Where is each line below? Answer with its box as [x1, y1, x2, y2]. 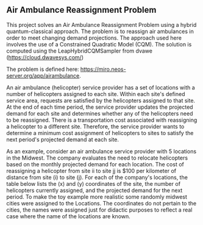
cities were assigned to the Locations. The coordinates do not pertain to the [6, 199, 197, 207]
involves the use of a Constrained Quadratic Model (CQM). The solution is [6, 40, 192, 48]
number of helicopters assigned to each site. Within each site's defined [6, 90, 185, 97]
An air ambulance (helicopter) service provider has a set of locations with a [6, 84, 195, 91]
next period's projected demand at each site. [6, 136, 119, 143]
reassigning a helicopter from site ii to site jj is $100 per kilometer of [6, 167, 177, 174]
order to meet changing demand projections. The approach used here [6, 34, 182, 42]
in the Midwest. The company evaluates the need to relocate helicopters [6, 154, 188, 161]
